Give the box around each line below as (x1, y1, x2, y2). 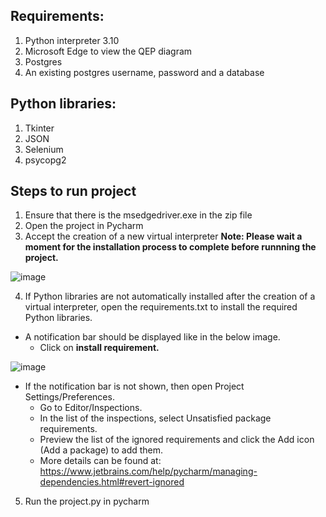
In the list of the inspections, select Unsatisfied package (39, 412, 272, 424)
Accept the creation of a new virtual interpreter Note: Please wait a (24, 230, 303, 243)
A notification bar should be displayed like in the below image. (24, 331, 281, 343)
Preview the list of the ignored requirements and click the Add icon (39, 434, 315, 446)
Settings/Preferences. (24, 391, 115, 403)
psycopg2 (24, 154, 67, 166)
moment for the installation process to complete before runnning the (24, 241, 317, 253)
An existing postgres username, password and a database (24, 66, 265, 78)
